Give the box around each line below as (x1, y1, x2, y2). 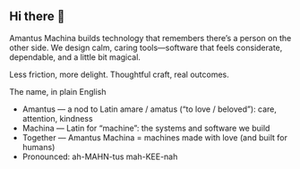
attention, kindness (21, 113, 93, 123)
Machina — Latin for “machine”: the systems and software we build (21, 123, 270, 133)
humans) (21, 141, 56, 152)
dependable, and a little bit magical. (9, 51, 141, 63)
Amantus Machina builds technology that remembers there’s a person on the (9, 32, 292, 43)
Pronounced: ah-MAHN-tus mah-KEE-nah (21, 151, 178, 162)
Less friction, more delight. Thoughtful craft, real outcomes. (9, 69, 230, 80)
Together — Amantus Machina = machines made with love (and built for (21, 131, 288, 143)
